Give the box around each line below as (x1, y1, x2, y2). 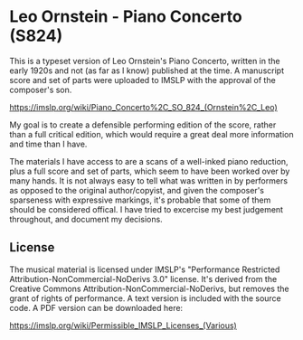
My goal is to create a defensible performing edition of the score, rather (9, 119, 277, 130)
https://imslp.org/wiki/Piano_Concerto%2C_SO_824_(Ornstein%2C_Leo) (9, 101, 278, 112)
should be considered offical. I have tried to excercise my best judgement (9, 203, 283, 214)
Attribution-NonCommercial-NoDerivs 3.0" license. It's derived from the (9, 273, 278, 284)
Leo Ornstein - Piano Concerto (9, 6, 242, 27)
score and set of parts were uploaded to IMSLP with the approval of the (9, 74, 276, 85)
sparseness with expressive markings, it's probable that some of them (9, 194, 271, 205)
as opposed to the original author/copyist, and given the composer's (9, 184, 265, 195)
